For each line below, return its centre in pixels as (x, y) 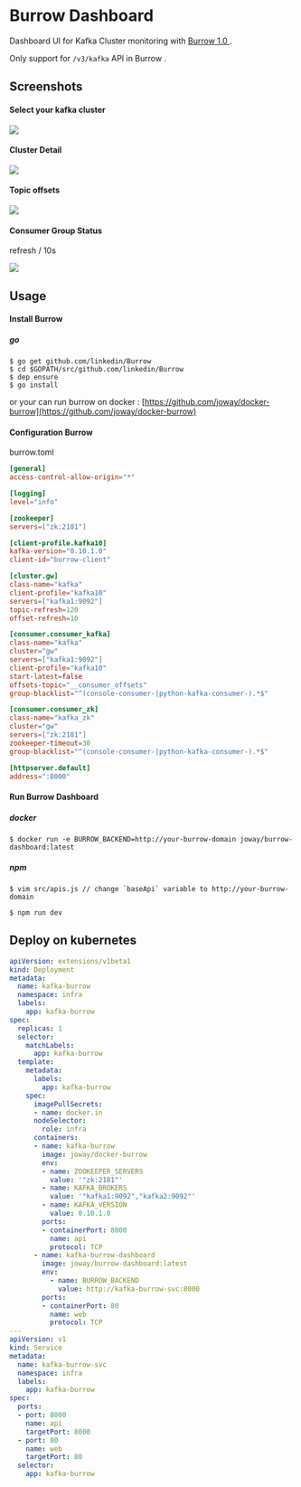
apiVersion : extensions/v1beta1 (70, 961)
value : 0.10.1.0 (80, 1214)
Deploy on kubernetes (73, 941)
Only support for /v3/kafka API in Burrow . (88, 58)
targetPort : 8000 (58, 1432)
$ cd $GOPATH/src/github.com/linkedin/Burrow (96, 370)
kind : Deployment (42, 969)
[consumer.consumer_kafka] (60, 635)
